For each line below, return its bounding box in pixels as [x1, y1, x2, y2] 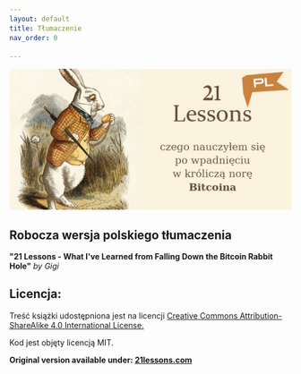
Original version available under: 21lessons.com [9, 354, 193, 365]
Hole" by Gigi [9, 260, 60, 272]
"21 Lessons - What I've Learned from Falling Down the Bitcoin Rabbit [9, 251, 273, 262]
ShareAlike [9, 319, 49, 330]
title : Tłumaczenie [9, 23, 82, 33]
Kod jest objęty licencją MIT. [9, 336, 114, 348]
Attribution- [239, 310, 282, 321]
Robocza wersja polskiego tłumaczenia [9, 227, 232, 242]
